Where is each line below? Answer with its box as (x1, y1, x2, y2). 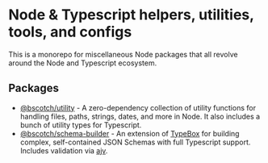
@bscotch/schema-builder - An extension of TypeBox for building (19, 128, 240, 138)
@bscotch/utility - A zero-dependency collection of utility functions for (19, 102, 257, 112)
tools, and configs (8, 23, 132, 41)
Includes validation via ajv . (19, 145, 108, 155)
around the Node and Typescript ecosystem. (8, 58, 157, 68)
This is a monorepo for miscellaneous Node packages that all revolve (8, 49, 238, 59)
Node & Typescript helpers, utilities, (8, 6, 254, 24)
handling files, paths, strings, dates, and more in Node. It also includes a (19, 111, 261, 121)
